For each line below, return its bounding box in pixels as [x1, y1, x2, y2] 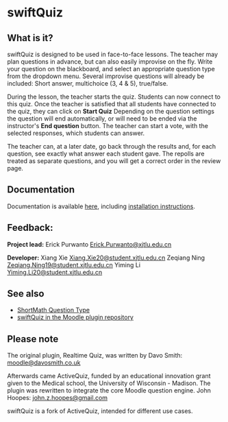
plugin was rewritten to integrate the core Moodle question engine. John [7, 386, 211, 395]
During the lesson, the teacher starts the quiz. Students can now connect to [7, 92, 221, 101]
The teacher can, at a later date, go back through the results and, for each [7, 142, 216, 150]
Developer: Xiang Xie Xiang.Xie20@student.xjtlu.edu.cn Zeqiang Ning [7, 253, 205, 262]
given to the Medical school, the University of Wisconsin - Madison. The [7, 379, 211, 388]
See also [7, 288, 45, 299]
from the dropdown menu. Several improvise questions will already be [7, 72, 205, 80]
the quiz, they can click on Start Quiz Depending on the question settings [7, 108, 214, 115]
